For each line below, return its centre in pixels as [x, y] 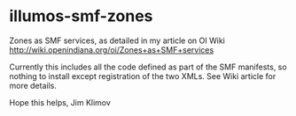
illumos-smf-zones [81, 16]
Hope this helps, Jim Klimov [60, 102]
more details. [33, 85]
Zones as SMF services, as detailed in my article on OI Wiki [117, 40]
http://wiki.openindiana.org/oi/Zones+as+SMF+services [112, 49]
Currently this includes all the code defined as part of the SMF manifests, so [148, 67]
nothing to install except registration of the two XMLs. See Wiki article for [143, 76]
